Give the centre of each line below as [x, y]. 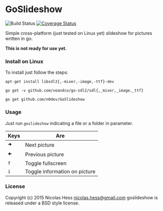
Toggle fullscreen [46, 163]
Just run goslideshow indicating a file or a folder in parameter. [69, 123]
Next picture [40, 145]
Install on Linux [24, 61]
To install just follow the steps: [37, 72]
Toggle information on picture [60, 172]
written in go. [19, 38]
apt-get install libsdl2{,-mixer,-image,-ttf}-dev [60, 82]
